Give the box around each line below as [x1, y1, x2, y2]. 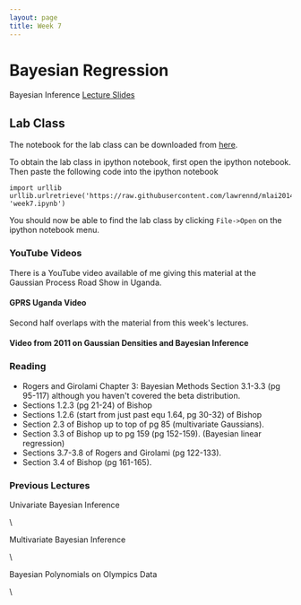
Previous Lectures [9, 479, 90, 491]
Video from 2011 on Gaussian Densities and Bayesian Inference [9, 338, 249, 349]
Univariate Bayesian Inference [9, 499, 120, 510]
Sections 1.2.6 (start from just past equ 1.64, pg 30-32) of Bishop [21, 409, 262, 419]
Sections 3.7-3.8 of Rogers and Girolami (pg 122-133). [21, 447, 222, 458]
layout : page [9, 13, 58, 22]
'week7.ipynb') [9, 199, 66, 209]
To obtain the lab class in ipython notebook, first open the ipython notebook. [9, 157, 291, 168]
